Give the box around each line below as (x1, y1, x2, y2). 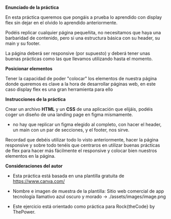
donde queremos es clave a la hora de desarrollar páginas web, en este (5, 81, 156, 87)
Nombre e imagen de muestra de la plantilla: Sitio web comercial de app (12, 188, 164, 194)
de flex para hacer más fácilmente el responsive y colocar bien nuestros (5, 148, 157, 154)
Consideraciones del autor (5, 163, 63, 169)
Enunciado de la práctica (5, 5, 59, 10)
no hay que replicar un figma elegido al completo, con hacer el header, (12, 121, 162, 127)
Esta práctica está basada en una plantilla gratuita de (12, 173, 125, 179)
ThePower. (12, 209, 36, 215)
